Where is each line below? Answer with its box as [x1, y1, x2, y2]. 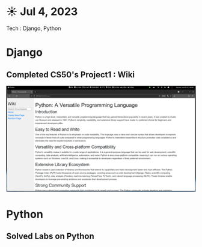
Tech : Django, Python [6, 25, 61, 32]
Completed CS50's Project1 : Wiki [6, 70, 135, 80]
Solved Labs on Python [6, 231, 94, 242]
